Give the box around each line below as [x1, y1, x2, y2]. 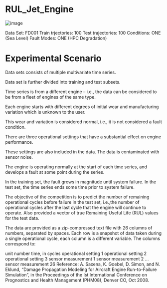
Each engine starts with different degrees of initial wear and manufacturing [5, 104, 159, 110]
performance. [5, 139, 33, 145]
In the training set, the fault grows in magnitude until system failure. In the [5, 179, 157, 185]
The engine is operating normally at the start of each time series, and [5, 164, 147, 170]
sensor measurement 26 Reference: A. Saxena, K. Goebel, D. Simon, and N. [5, 261, 161, 267]
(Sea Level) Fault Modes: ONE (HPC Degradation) [5, 35, 107, 41]
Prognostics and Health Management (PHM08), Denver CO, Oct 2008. [5, 277, 150, 283]
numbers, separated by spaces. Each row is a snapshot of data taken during [5, 230, 162, 236]
